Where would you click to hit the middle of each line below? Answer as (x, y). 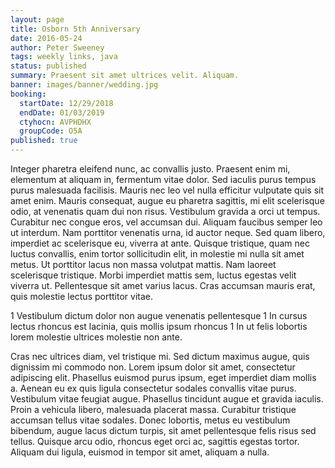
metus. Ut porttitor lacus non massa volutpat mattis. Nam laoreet (143, 264)
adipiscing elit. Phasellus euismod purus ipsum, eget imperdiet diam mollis (163, 377)
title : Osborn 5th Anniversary (75, 29)
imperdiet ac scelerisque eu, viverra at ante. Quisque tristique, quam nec (160, 243)
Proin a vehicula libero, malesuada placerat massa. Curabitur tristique (153, 409)
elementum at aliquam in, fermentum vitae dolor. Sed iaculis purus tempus (163, 179)
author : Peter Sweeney (57, 47)
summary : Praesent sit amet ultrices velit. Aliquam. (125, 76)
